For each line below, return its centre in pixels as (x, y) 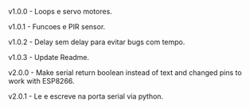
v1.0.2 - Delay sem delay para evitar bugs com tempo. (97, 42)
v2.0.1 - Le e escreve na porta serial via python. (86, 96)
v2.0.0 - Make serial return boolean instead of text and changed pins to (125, 73)
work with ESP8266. (41, 81)
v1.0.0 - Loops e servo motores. (61, 11)
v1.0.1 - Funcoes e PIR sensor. (57, 26)
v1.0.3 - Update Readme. (49, 57)
